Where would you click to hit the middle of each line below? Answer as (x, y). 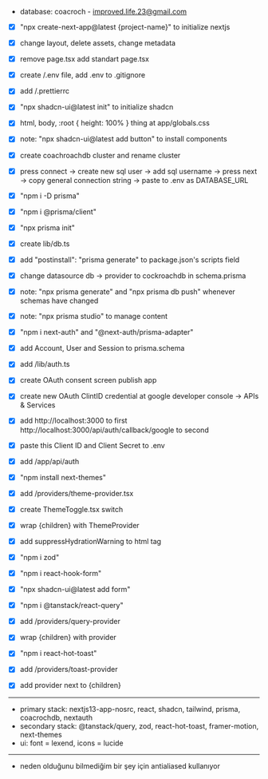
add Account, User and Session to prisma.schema (102, 348)
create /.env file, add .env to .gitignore (83, 75)
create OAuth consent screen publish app (88, 380)
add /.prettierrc (45, 91)
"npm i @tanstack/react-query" (71, 606)
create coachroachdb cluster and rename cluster (100, 155)
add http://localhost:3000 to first (73, 421)
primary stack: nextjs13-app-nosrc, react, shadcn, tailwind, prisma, (130, 709)
